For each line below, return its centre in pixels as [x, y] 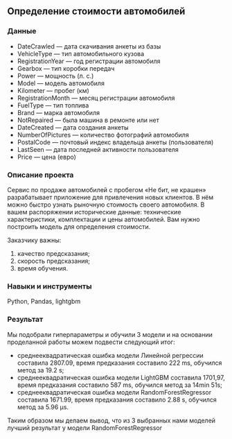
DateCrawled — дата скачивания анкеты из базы [89, 46]
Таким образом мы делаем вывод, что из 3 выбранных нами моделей [111, 420]
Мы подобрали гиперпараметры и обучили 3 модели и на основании [110, 334]
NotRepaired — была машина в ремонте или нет [88, 120]
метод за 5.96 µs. [43, 407]
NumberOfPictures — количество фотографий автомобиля [103, 135]
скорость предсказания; [53, 261]
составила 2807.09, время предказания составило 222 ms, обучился [119, 363]
